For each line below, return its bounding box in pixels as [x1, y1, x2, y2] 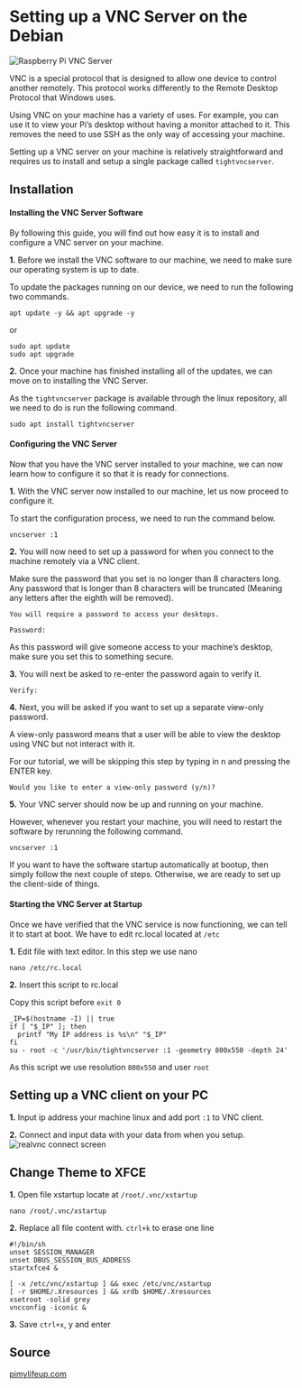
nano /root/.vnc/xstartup [9, 1207, 106, 1216]
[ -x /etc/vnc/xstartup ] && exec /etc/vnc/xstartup [9, 1279, 212, 1288]
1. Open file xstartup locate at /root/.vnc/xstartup [9, 1189, 198, 1199]
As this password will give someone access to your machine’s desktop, [9, 641, 273, 652]
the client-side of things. [9, 878, 101, 889]
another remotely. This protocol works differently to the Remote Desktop [9, 82, 279, 93]
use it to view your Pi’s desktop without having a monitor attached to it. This [9, 119, 290, 130]
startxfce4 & [9, 1263, 59, 1272]
